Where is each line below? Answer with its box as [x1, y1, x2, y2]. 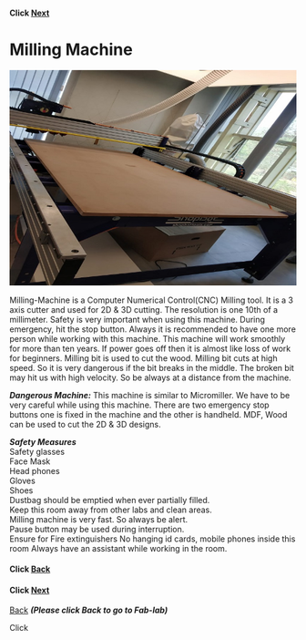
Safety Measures [9, 436, 77, 447]
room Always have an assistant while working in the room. [9, 542, 228, 553]
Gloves [9, 475, 36, 486]
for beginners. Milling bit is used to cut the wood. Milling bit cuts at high [9, 352, 278, 364]
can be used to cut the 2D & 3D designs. [9, 418, 161, 429]
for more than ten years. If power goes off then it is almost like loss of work [9, 343, 291, 354]
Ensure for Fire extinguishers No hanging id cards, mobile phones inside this [9, 533, 296, 544]
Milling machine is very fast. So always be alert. [9, 513, 189, 524]
